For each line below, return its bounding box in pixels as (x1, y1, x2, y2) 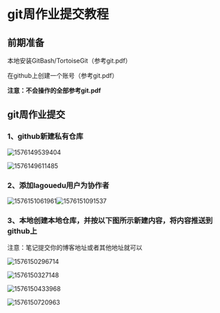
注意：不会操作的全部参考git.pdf (7, 86, 102, 95)
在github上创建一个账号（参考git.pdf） (7, 72, 118, 79)
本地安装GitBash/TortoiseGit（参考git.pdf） (7, 57, 132, 65)
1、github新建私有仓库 (7, 131, 84, 141)
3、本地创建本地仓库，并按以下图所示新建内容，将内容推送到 (7, 215, 213, 225)
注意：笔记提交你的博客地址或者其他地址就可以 (7, 244, 142, 252)
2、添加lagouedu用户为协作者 (7, 180, 110, 190)
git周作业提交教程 (7, 6, 109, 22)
